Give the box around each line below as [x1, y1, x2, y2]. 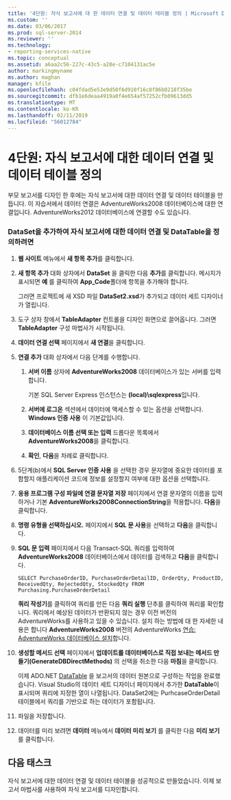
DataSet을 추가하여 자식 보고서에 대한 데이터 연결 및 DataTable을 [8, 227, 212, 237]
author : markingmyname [8, 67, 73, 74]
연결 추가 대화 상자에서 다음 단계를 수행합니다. [17, 352, 141, 361]
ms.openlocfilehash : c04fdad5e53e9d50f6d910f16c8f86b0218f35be [8, 86, 193, 93]
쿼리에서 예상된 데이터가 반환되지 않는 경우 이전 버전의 [32, 608, 178, 616]
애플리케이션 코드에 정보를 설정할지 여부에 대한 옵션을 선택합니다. [36, 474, 210, 483]
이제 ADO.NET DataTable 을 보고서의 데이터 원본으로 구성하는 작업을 [17, 671, 203, 679]
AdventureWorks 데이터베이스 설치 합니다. [17, 633, 132, 642]
